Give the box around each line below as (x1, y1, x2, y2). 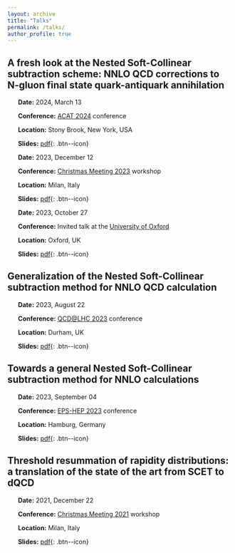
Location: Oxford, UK (17, 236, 81, 244)
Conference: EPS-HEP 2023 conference (17, 406, 137, 415)
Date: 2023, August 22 (17, 300, 85, 309)
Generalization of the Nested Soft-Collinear (7, 270, 204, 282)
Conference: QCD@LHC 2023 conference (17, 314, 143, 323)
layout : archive (7, 10, 56, 18)
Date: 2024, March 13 (17, 98, 82, 107)
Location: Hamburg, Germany (17, 420, 106, 428)
